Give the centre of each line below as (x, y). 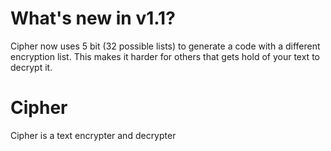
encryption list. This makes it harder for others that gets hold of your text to (165, 56)
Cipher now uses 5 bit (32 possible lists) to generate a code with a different (165, 46)
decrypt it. (31, 67)
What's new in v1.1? (93, 18)
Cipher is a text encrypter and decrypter (93, 135)
